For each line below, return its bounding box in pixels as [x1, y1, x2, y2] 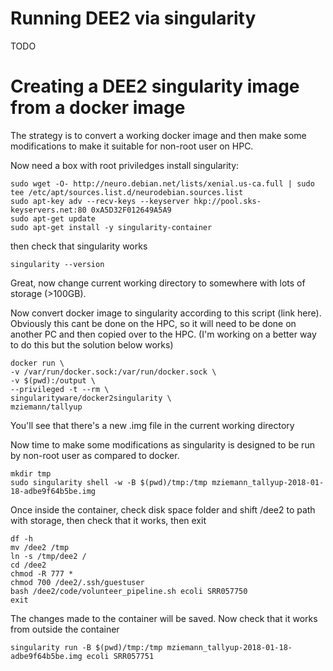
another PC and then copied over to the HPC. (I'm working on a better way [10, 328, 317, 340]
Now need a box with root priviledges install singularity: [10, 159, 240, 171]
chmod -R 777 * [10, 568, 74, 579]
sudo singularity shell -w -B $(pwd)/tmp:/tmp [10, 477, 208, 487]
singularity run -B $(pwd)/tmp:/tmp [10, 642, 163, 652]
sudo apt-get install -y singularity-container [10, 222, 213, 232]
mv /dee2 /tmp [10, 542, 70, 552]
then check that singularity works [10, 240, 148, 252]
